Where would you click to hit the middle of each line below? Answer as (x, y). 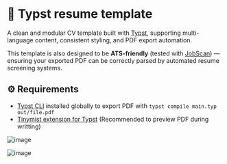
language (20, 40)
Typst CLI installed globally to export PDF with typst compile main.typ (117, 106)
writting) (29, 126)
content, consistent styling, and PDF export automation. (113, 40)
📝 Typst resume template (80, 14)
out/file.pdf (36, 112)
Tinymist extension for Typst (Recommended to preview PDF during (113, 119)
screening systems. (35, 68)
